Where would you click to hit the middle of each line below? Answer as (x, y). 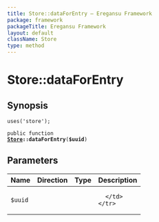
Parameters (33, 161)
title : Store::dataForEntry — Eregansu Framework (80, 13)
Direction (52, 180)
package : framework (35, 20)
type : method (26, 46)
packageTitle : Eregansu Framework (57, 26)
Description (118, 180)
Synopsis (28, 105)
